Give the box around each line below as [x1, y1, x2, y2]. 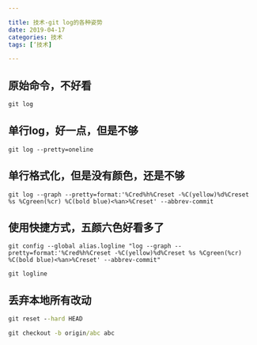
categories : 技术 [8, 33, 63, 41]
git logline [8, 270, 47, 278]
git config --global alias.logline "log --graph [8, 242, 172, 250]
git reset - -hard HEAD [8, 315, 83, 323]
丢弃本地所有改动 [8, 294, 92, 307]
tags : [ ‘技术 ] [8, 40, 53, 48]
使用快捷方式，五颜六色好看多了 [8, 221, 164, 234]
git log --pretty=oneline [8, 146, 93, 154]
